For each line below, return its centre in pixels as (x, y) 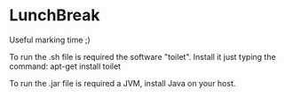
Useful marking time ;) (50, 40)
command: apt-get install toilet (65, 66)
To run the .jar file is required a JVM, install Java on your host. (123, 83)
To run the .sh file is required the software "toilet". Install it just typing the (143, 56)
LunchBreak (55, 15)
